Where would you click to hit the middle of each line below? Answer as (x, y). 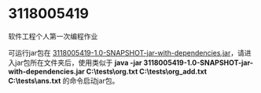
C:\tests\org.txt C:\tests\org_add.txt (146, 71)
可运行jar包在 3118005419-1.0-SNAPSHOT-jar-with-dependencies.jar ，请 (127, 52)
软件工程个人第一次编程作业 (53, 36)
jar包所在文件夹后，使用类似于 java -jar (79, 63)
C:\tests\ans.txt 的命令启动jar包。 (64, 80)
